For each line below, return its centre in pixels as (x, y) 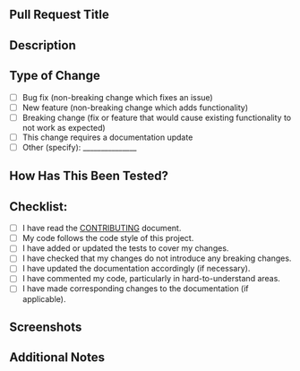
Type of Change (55, 76)
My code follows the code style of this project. (108, 238)
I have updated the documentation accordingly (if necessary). (136, 269)
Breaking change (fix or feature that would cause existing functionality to (157, 117)
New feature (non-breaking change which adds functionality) (135, 108)
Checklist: (39, 207)
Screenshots (46, 327)
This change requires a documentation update (107, 137)
